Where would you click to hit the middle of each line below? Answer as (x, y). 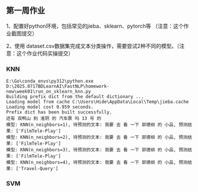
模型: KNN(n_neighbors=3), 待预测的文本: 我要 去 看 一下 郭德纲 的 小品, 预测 (97, 150)
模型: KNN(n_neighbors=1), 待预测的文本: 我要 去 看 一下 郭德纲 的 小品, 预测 (97, 125)
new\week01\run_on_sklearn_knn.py (49, 92)
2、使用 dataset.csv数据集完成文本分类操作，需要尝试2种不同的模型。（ (93, 45)
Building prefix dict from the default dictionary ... (75, 97)
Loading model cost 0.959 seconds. (50, 107)
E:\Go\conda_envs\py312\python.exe (50, 82)
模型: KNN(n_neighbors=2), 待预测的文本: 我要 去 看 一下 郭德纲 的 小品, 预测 (97, 138)
